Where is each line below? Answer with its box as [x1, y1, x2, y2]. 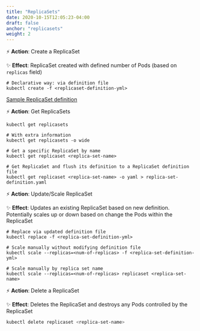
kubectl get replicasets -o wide [6, 137, 90, 144]
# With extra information [6, 133, 71, 139]
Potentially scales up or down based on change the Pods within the [6, 211, 173, 218]
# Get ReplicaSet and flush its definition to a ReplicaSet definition [6, 164, 189, 170]
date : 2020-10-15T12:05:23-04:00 [6, 14, 90, 20]
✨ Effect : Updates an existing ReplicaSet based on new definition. [6, 204, 170, 212]
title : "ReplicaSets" [6, 8, 61, 15]
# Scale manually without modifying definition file [6, 245, 141, 251]
